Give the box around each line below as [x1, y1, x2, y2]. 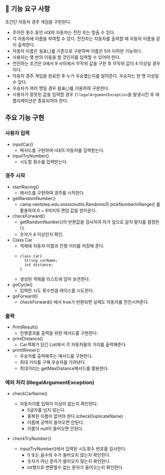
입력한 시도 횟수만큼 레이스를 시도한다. [19, 287, 94, 293]
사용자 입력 [5, 130, 30, 136]
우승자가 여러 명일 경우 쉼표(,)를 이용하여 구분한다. [12, 85, 110, 91]
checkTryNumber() [12, 436, 52, 442]
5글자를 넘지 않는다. [27, 407, 66, 413]
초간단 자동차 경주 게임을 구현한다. [5, 19, 71, 25]
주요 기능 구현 [5, 114, 45, 122]
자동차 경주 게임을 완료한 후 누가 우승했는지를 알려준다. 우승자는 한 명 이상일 [12, 72, 160, 78]
